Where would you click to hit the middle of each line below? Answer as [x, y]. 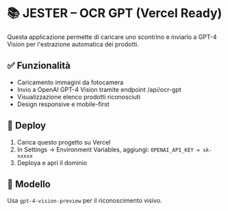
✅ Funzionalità [39, 66]
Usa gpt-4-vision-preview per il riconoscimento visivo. [85, 201]
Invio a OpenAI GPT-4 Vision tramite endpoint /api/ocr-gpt [99, 89]
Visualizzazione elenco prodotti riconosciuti [79, 97]
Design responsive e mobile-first [63, 104]
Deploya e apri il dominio [52, 162]
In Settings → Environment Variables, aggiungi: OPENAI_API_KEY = [109, 149]
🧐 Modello [29, 184]
